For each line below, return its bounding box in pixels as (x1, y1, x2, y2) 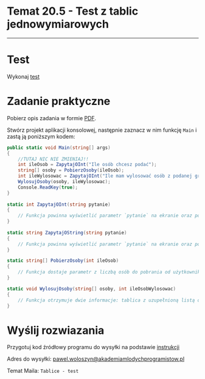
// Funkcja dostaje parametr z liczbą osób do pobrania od (18, 269, 171, 275)
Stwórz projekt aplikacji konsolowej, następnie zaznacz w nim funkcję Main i (7, 126, 197, 134)
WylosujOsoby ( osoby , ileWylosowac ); (18, 179, 111, 185)
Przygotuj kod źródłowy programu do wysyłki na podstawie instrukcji (7, 344, 180, 351)
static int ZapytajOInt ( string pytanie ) (7, 201, 111, 208)
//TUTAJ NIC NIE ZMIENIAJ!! (18, 156, 89, 162)
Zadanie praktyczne (7, 95, 111, 108)
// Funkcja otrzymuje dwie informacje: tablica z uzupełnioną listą (18, 297, 195, 303)
